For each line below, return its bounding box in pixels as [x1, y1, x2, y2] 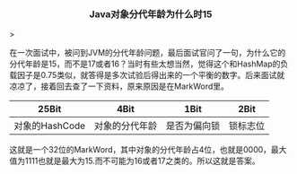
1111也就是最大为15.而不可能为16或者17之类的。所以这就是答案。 [24, 155, 260, 167]
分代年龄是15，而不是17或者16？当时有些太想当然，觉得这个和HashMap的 [9, 58, 281, 69]
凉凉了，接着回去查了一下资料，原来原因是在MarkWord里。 [9, 81, 229, 91]
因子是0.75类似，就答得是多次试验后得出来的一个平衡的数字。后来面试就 [16, 70, 285, 81]
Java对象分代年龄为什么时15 [89, 7, 213, 20]
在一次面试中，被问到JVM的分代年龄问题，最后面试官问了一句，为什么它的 [9, 48, 286, 58]
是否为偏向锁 [165, 119, 221, 132]
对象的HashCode [13, 119, 86, 132]
